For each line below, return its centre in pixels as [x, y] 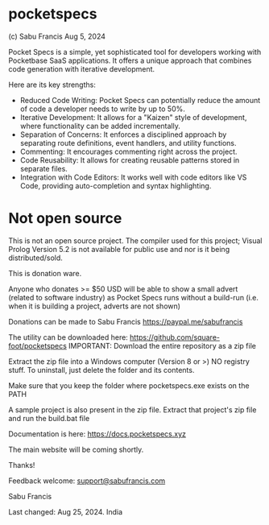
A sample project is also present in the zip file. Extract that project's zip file [132, 409]
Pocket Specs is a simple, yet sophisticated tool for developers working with [135, 52]
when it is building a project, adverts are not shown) [95, 306]
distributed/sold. [35, 258]
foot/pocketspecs [37, 345]
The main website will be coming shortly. [76, 449]
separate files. [44, 168]
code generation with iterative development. [82, 68]
